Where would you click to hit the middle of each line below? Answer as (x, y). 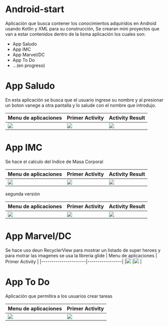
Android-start (35, 9)
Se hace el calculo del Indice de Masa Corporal (54, 161)
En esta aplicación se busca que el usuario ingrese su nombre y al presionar (85, 100)
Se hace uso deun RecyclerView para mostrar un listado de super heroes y (83, 250)
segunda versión (23, 194)
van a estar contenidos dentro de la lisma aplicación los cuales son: (75, 34)
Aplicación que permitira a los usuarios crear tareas (59, 296)
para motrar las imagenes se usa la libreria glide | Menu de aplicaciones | (81, 255)
